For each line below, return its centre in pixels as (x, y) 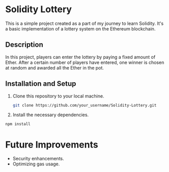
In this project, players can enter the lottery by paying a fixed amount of (80, 57)
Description (24, 45)
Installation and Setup (41, 84)
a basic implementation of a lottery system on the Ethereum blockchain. (80, 28)
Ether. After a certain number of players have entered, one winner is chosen (85, 62)
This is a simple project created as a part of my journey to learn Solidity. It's (84, 23)
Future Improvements (52, 144)
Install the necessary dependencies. (51, 115)
